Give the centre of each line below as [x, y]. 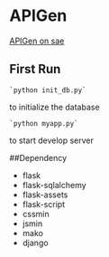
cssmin [36, 214]
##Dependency [38, 157]
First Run [35, 69]
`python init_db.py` [48, 90]
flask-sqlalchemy [54, 185]
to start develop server [52, 140]
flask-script [44, 204]
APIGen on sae [37, 41]
